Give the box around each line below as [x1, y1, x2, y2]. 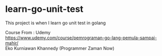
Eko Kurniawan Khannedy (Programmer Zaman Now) [5, 45, 114, 51]
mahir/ [5, 40, 19, 46]
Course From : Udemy [5, 29, 51, 35]
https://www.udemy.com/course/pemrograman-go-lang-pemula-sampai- [5, 35, 157, 41]
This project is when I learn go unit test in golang [5, 20, 106, 26]
